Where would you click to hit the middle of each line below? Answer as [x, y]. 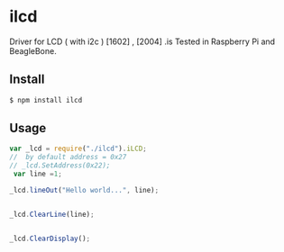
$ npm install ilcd [46, 100]
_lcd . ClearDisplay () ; [50, 238]
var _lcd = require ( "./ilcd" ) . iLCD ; [78, 149]
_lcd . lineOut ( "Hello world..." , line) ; [84, 190]
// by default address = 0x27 [68, 157]
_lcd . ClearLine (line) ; [52, 214]
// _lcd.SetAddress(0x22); [60, 166]
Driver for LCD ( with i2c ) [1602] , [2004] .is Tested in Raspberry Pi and [142, 41]
